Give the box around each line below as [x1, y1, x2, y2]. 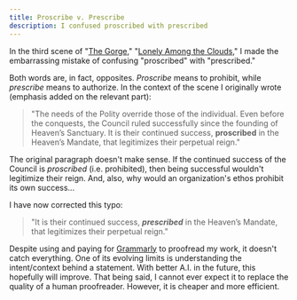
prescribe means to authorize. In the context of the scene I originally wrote [9, 82, 282, 92]
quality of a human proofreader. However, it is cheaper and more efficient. [9, 280, 280, 291]
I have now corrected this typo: [9, 199, 123, 209]
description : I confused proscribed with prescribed [9, 21, 208, 30]
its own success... [9, 182, 75, 193]
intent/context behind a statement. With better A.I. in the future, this [9, 262, 256, 272]
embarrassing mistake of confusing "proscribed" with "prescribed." [9, 55, 256, 66]
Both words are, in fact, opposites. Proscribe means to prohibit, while [9, 72, 262, 83]
